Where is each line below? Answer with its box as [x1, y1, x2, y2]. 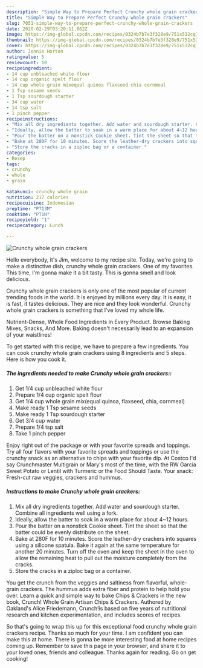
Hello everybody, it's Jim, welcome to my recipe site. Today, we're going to [6, 256, 193, 263]
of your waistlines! [6, 331, 53, 338]
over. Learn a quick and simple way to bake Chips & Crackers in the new [6, 592, 186, 599]
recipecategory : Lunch [6, 222, 63, 229]
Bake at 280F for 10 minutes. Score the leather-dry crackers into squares [14, 535, 197, 542]
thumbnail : [6, 37, 34, 43]
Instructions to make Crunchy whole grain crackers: [6, 488, 140, 495]
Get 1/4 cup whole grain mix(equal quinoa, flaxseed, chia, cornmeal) [14, 397, 185, 405]
